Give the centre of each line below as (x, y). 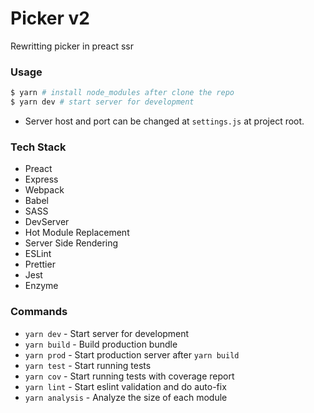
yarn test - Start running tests (88, 365)
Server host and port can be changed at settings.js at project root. (164, 121)
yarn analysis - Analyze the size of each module (126, 397)
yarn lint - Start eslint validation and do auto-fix (125, 386)
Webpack (44, 190)
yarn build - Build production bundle (101, 344)
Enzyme (41, 286)
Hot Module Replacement (77, 233)
